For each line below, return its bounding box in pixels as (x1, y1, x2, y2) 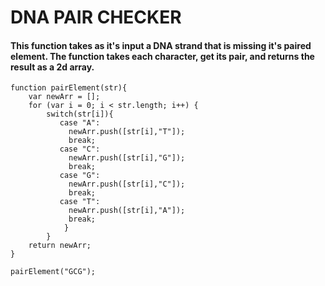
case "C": (59, 144, 101, 155)
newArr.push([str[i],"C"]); (68, 179, 186, 190)
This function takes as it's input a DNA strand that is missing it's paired (10, 39, 312, 51)
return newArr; (28, 241, 92, 251)
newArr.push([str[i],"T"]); (68, 127, 186, 137)
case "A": (59, 118, 101, 128)
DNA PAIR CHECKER (10, 6, 182, 29)
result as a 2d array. (10, 61, 95, 73)
